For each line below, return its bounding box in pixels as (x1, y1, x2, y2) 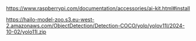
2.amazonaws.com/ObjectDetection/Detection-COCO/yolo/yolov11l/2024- (6, 23, 185, 29)
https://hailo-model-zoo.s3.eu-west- (6, 16, 95, 23)
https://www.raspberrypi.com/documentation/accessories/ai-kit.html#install (6, 5, 191, 12)
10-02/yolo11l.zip (6, 28, 47, 35)
